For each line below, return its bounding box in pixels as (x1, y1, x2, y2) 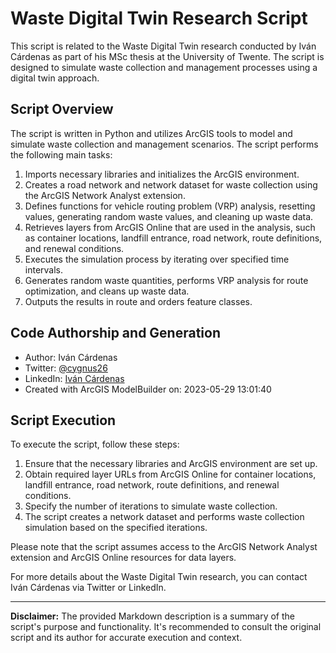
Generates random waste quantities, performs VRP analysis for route (24, 274, 309, 286)
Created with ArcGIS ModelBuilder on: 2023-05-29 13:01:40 (24, 383, 272, 395)
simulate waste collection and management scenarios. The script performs (10, 138, 319, 150)
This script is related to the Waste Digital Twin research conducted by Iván (10, 40, 317, 52)
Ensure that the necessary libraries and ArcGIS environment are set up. (24, 458, 318, 470)
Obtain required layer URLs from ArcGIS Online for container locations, (24, 468, 317, 481)
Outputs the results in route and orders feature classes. (24, 295, 253, 307)
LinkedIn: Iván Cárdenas (24, 372, 125, 384)
